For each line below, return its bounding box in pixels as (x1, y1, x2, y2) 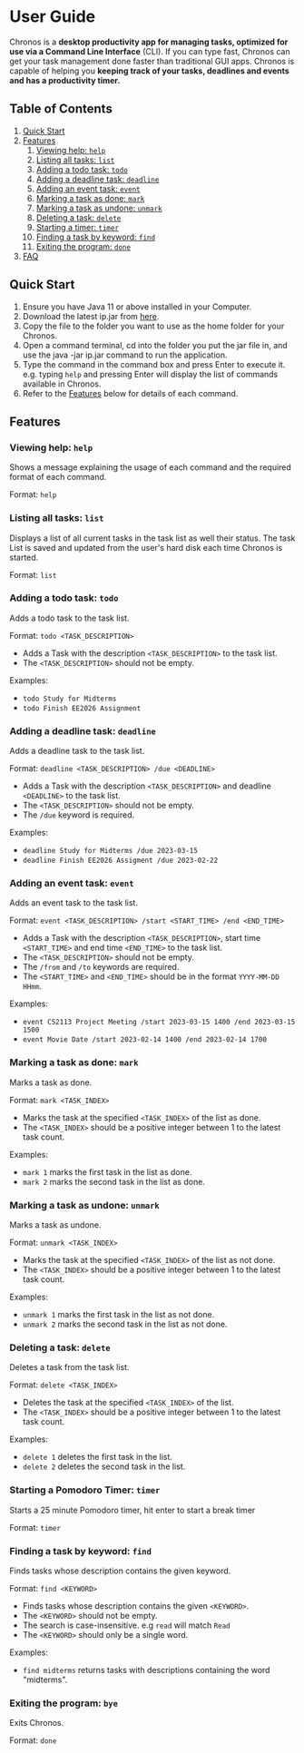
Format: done (9, 1735, 57, 1746)
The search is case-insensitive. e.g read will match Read (22, 1620, 230, 1631)
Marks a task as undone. (9, 1219, 102, 1230)
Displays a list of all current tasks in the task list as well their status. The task (9, 533, 296, 544)
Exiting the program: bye (9, 1697, 118, 1709)
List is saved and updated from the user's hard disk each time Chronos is (9, 542, 283, 553)
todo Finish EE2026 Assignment (22, 703, 142, 713)
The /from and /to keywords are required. (22, 962, 180, 973)
